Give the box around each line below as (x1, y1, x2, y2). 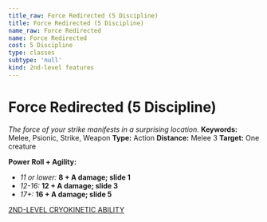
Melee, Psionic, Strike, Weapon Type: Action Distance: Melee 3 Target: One (8, 133, 260, 142)
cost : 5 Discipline (8, 42, 73, 50)
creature (8, 141, 37, 151)
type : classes (8, 49, 56, 57)
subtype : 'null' (8, 57, 62, 65)
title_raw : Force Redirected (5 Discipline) (8, 11, 159, 20)
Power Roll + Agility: (8, 157, 77, 166)
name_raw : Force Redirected (8, 26, 102, 34)
